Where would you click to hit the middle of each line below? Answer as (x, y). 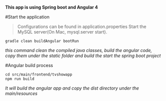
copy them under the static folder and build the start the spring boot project (83, 55)
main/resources (21, 93)
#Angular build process (29, 65)
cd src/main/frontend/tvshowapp (39, 74)
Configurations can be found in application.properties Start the (82, 26)
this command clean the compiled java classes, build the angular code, (79, 50)
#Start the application (27, 17)
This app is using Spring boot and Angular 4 (52, 7)
